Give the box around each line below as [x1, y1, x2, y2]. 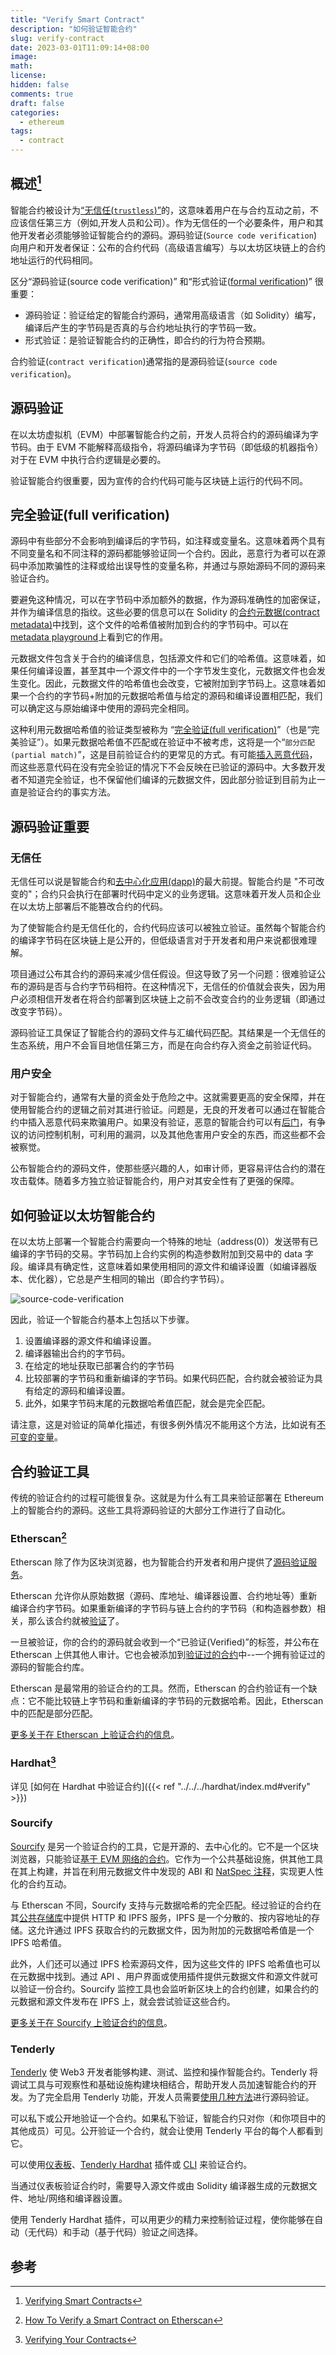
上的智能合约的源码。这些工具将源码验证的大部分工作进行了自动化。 [10, 1504, 291, 1516]
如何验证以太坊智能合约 [10, 1207, 155, 1224]
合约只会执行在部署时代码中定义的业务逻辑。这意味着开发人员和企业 [40, 888, 322, 900]
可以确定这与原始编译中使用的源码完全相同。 [10, 702, 195, 715]
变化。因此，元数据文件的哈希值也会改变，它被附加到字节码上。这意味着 [18, 677, 317, 690]
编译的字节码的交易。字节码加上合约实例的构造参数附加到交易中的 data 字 [10, 1248, 314, 1260]
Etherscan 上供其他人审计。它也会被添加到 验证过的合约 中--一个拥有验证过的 [10, 1648, 326, 1660]
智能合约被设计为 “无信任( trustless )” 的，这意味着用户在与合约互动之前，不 [10, 204, 319, 216]
